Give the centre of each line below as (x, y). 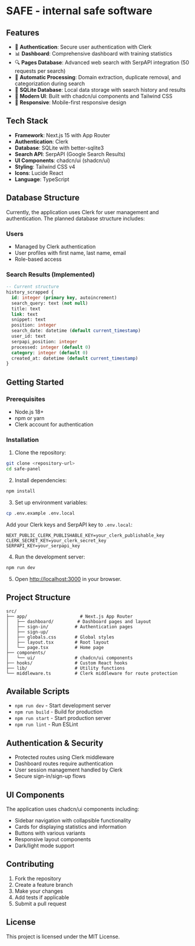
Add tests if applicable (42, 897)
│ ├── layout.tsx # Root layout (58, 642)
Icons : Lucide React (39, 173)
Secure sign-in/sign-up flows (50, 776)
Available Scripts (38, 691)
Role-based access (38, 259)
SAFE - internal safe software (79, 11)
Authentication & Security (55, 743)
